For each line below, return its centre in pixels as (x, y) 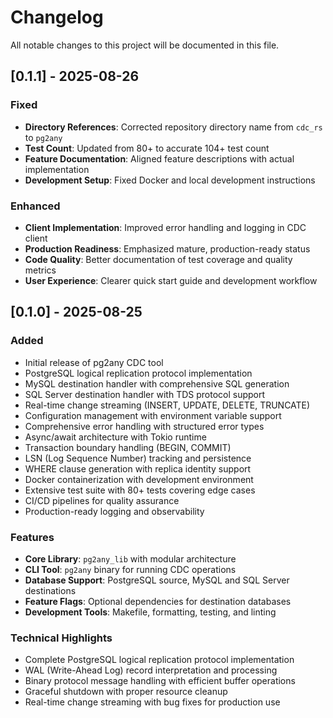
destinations (50, 590)
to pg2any (43, 137)
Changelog (57, 17)
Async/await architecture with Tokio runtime (115, 437)
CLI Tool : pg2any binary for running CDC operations (130, 569)
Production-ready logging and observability (114, 511)
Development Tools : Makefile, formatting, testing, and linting (150, 612)
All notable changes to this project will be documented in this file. (145, 45)
